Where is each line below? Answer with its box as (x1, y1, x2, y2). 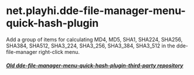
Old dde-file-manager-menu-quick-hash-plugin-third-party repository (6, 62, 183, 69)
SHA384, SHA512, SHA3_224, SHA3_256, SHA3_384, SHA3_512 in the (6, 42, 175, 49)
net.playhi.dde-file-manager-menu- (6, 4, 186, 18)
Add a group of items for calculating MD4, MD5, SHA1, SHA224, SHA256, (6, 36, 183, 43)
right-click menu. (38, 48, 80, 55)
